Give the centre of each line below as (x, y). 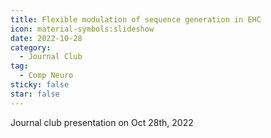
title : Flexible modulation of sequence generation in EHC (136, 19)
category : (31, 47)
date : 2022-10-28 (46, 38)
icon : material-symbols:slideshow (82, 29)
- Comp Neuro (46, 76)
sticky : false (40, 85)
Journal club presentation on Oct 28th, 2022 (102, 122)
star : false (35, 94)
